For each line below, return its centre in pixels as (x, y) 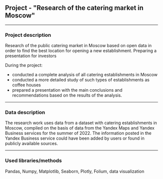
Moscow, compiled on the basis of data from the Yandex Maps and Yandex (80, 128)
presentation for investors (31, 56)
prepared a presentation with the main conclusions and (67, 90)
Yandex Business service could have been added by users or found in (75, 138)
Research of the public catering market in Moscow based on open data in (78, 46)
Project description (28, 35)
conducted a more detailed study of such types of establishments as (81, 80)
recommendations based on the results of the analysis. (67, 95)
